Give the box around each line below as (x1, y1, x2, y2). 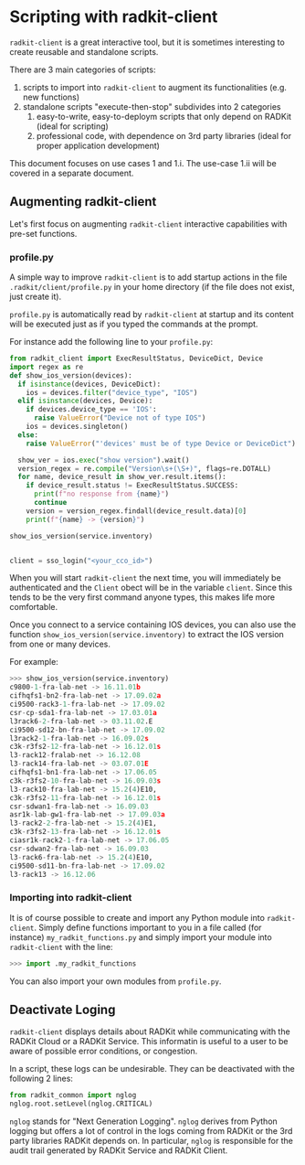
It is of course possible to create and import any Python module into (9, 912, 265, 923)
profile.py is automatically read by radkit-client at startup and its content (9, 309, 294, 320)
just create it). (9, 291, 62, 303)
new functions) (22, 91, 80, 102)
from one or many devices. (9, 638, 111, 650)
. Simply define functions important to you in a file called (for (33, 922, 262, 933)
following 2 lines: (9, 1073, 73, 1085)
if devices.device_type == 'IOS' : (26, 405, 157, 414)
